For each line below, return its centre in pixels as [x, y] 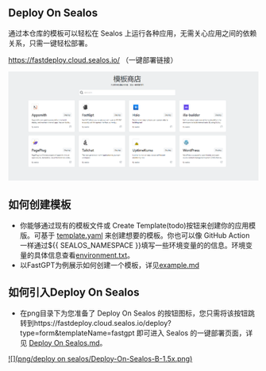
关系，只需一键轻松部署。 [50, 43]
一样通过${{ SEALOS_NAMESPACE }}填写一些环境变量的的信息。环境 [133, 245]
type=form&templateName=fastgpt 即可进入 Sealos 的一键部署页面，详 [136, 333]
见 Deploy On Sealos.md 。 [63, 342]
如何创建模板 [40, 205]
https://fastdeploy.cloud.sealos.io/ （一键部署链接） [93, 59]
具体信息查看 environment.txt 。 [84, 255]
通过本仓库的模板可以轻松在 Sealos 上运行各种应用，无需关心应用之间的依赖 [133, 33]
